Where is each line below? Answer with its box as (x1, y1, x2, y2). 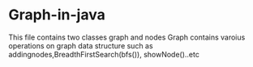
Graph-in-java (8, 6, 105, 24)
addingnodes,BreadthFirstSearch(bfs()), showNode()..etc (8, 49, 200, 59)
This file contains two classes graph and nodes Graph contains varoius (8, 32, 246, 42)
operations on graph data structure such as (8, 40, 153, 50)
